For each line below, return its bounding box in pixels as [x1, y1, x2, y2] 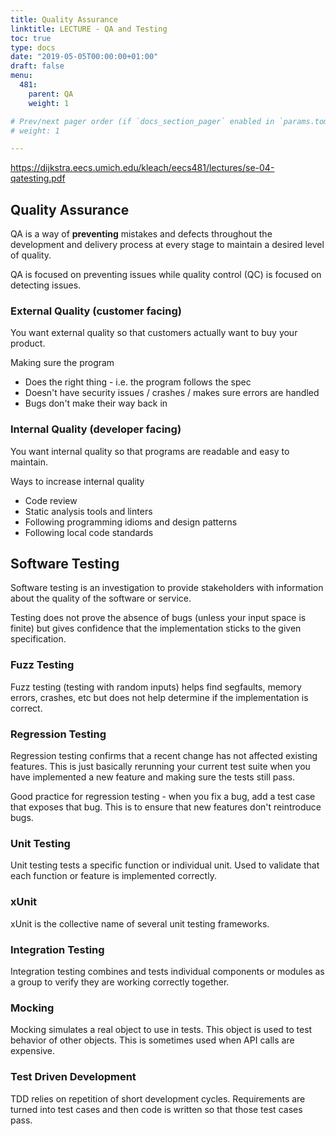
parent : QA [28, 89, 74, 99]
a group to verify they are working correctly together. [10, 976, 230, 988]
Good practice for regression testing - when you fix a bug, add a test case [10, 791, 316, 803]
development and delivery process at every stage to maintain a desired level [10, 239, 325, 251]
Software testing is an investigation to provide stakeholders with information [10, 582, 324, 594]
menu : [10, 71, 33, 81]
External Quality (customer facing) [10, 304, 182, 318]
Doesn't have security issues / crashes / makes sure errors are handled [24, 387, 320, 399]
